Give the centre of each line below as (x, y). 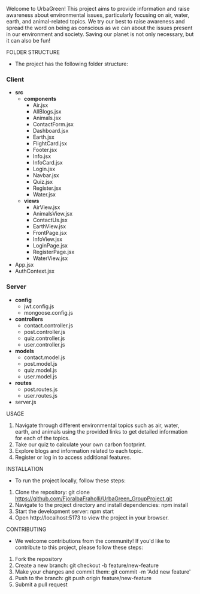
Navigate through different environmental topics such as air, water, (97, 425)
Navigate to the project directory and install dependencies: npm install (101, 505)
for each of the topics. (42, 438)
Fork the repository (39, 559)
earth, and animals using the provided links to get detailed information (101, 431)
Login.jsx (44, 169)
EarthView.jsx (49, 226)
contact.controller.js (49, 325)
